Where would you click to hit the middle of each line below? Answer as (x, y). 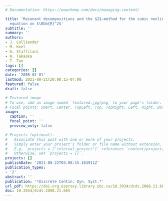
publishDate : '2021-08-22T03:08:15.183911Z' (52, 163)
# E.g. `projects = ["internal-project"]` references (64, 149)
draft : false (19, 89)
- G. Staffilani (22, 51)
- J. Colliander (22, 42)
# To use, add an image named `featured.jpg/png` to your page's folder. (84, 103)
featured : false (22, 84)
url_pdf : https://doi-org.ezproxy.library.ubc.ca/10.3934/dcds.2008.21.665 (86, 186)
